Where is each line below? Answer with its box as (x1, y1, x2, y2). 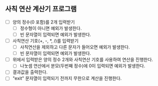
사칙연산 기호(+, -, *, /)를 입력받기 (12, 38, 79, 43)
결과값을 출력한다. (12, 69, 48, 75)
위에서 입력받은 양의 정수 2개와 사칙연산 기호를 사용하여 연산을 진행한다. (12, 56, 153, 62)
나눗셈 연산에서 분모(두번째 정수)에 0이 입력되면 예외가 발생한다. (20, 63, 145, 69)
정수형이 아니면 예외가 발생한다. (20, 25, 82, 31)
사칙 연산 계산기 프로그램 (5, 4, 77, 13)
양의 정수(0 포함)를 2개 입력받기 (12, 19, 75, 25)
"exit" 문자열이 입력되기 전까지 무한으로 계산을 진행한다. (12, 75, 122, 81)
